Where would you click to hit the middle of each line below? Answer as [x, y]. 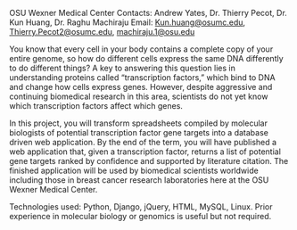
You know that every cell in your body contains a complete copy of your [141, 49]
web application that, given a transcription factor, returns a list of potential [145, 152]
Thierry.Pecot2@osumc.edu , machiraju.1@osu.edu [102, 32]
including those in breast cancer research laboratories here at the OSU [139, 180]
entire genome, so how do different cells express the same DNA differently [146, 58]
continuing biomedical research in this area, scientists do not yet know [139, 96]
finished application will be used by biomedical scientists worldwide [134, 170]
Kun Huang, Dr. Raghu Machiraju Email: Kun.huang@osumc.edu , [128, 22]
